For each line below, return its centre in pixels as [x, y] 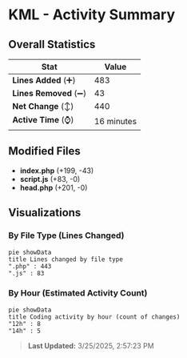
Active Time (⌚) [43, 120]
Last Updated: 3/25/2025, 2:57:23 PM [91, 345]
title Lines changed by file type [66, 259]
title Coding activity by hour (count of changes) [94, 317]
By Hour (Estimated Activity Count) [78, 293]
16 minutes [115, 121]
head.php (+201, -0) [54, 187]
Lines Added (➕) [44, 80]
